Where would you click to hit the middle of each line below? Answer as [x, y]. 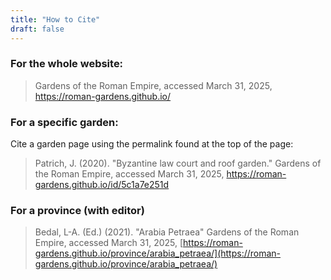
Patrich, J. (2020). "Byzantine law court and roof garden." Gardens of [178, 163]
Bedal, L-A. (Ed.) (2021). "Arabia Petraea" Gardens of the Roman [167, 232]
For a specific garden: [64, 122]
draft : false [37, 29]
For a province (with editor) [77, 211]
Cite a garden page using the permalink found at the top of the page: [152, 144]
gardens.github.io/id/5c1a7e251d [102, 185]
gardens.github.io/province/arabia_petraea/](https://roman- [158, 253]
